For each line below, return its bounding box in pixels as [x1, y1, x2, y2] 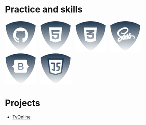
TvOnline [12, 114, 31, 120]
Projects [5, 97, 41, 109]
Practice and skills [5, 4, 83, 15]
